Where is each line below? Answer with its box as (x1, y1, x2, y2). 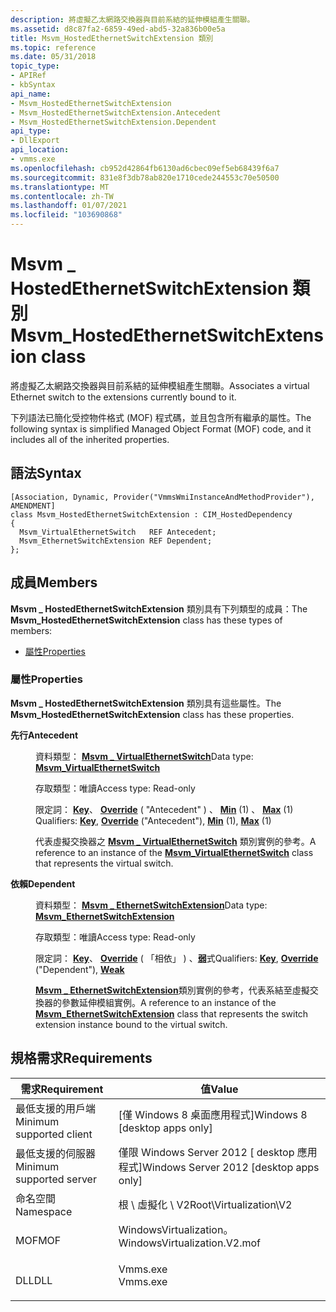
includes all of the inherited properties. (10, 433, 170, 445)
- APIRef (10, 71, 47, 81)
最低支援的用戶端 (15, 1101, 97, 1115)
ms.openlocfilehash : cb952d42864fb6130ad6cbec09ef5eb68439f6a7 (10, 163, 280, 173)
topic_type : (10, 61, 60, 71)
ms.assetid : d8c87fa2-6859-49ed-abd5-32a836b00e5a (10, 24, 226, 34)
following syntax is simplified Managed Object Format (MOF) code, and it (10, 422, 312, 435)
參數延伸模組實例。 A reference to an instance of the (61, 996, 277, 1008)
